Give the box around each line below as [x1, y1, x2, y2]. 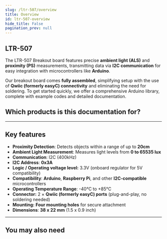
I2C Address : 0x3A [12, 159, 53, 165]
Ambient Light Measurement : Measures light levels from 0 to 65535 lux [12, 149, 162, 155]
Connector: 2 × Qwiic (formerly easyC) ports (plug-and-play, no [12, 191, 147, 197]
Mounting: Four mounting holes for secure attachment [12, 202, 126, 208]
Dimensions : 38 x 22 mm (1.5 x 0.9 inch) [12, 207, 96, 213]
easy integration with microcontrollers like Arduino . [5, 68, 110, 74]
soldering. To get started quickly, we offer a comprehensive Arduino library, [5, 88, 160, 94]
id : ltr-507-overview [5, 16, 50, 21]
